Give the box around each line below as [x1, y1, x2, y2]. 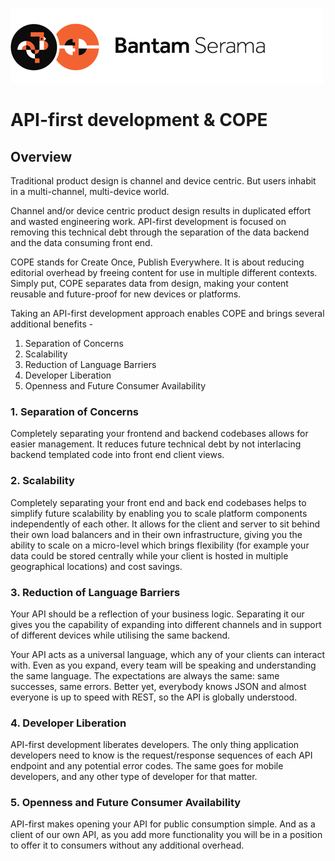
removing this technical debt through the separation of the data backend [10, 226, 310, 238]
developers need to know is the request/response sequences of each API [10, 749, 313, 762]
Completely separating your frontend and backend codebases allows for [10, 428, 309, 440]
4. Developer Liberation [10, 716, 127, 730]
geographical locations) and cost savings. [10, 560, 183, 572]
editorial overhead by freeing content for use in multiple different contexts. [10, 267, 318, 278]
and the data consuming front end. [10, 237, 153, 248]
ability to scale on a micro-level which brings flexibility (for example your [10, 539, 310, 551]
